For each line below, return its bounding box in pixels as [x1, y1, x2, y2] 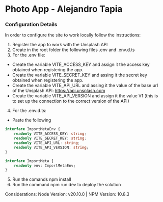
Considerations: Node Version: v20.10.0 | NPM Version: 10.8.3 [5, 191, 130, 197]
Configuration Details [5, 21, 57, 28]
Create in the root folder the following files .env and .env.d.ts [12, 47, 135, 53]
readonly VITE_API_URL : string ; [14, 141, 80, 145]
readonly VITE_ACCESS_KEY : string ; [14, 131, 87, 136]
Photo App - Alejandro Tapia [5, 3, 123, 15]
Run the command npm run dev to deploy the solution [12, 182, 121, 188]
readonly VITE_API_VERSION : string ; [14, 145, 89, 150]
